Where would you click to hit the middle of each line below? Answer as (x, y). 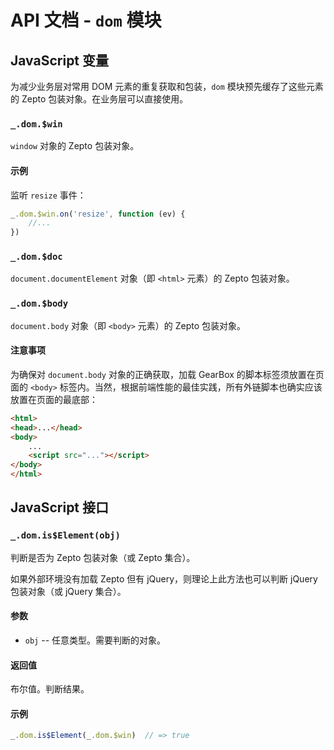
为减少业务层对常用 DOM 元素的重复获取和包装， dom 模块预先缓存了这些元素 (167, 86)
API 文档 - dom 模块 (86, 20)
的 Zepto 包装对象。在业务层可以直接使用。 (99, 99)
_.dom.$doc (36, 257)
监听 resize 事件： (48, 195)
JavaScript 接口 (60, 507)
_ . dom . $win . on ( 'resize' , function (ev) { (98, 214)
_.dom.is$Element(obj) (65, 535)
